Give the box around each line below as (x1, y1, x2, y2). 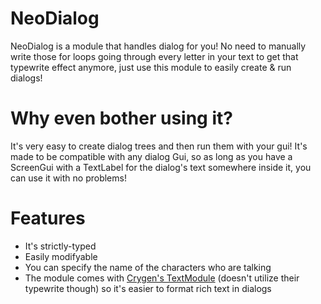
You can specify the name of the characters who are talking (24, 261, 272, 273)
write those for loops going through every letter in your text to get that (10, 50, 299, 62)
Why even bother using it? (10, 107, 233, 130)
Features (10, 207, 86, 230)
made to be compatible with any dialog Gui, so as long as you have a (10, 150, 293, 162)
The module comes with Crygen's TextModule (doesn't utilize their (24, 272, 300, 284)
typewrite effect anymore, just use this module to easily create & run (10, 61, 292, 73)
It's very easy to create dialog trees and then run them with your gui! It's (10, 140, 308, 152)
